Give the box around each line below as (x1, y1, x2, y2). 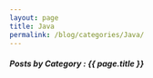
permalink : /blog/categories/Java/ (9, 30, 145, 39)
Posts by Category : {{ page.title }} (9, 58, 144, 69)
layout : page (9, 13, 59, 23)
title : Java (9, 22, 55, 31)
